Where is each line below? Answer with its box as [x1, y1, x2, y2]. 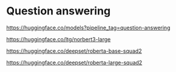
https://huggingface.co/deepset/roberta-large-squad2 [6, 59, 143, 66]
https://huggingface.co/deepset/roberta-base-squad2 [6, 47, 142, 55]
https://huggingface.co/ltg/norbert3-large [6, 35, 111, 43]
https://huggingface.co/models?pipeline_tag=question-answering [6, 24, 171, 31]
